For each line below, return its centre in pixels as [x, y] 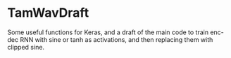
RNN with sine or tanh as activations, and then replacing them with [117, 39]
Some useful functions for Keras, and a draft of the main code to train [108, 32]
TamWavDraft [48, 13]
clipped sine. [26, 47]
